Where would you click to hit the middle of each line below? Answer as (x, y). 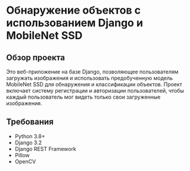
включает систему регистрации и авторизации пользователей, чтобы (95, 91)
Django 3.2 (28, 142)
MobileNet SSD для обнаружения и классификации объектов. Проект (94, 84)
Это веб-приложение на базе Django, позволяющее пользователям (92, 72)
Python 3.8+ (30, 136)
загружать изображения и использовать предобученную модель (90, 78)
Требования (30, 122)
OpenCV (25, 161)
